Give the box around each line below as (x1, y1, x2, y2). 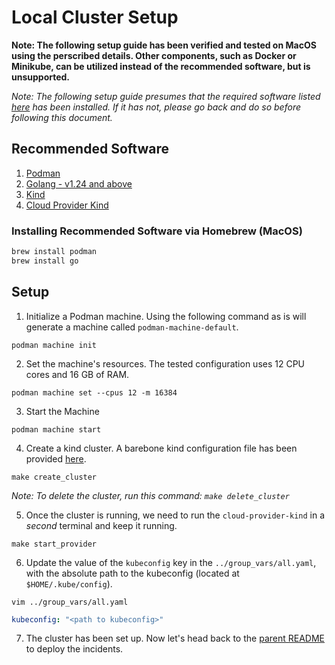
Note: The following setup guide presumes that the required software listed (11, 90, 321, 102)
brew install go (11, 256, 79, 266)
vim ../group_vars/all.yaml (11, 597, 129, 607)
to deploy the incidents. (25, 643, 124, 655)
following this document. (11, 111, 113, 123)
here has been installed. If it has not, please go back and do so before (11, 101, 301, 113)
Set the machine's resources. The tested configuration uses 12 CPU (25, 357, 306, 370)
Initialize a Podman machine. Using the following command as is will (25, 310, 307, 322)
